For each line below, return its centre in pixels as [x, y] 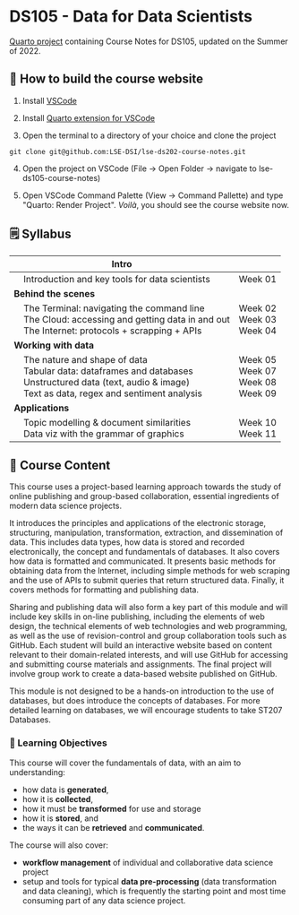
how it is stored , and [60, 818]
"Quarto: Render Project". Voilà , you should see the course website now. [155, 204]
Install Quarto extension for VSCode [88, 117]
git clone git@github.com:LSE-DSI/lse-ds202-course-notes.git [128, 151]
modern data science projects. [66, 506]
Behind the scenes [55, 293]
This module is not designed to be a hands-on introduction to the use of [142, 691]
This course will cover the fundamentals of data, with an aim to [125, 763]
